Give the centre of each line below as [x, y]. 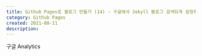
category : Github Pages [36, 17]
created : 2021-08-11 [32, 23]
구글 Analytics [23, 46]
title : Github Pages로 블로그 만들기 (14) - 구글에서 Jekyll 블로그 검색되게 [94, 12]
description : [23, 29]
